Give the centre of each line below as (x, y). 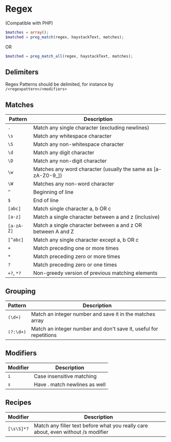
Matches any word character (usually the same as (93, 169)
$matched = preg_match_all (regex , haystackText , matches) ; (69, 56)
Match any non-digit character (70, 161)
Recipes (18, 402)
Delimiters (22, 72)
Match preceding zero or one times (75, 265)
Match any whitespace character (72, 136)
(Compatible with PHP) (29, 23)
